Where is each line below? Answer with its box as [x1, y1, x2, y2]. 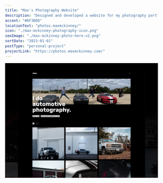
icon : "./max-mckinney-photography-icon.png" [5, 28, 98, 33]
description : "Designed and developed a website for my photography [5, 13, 147, 18]
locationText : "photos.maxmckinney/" [5, 23, 81, 28]
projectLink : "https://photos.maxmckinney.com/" [5, 49, 105, 53]
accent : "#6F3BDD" [5, 18, 42, 23]
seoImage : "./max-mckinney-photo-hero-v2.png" [5, 33, 101, 38]
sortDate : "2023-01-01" [5, 39, 53, 44]
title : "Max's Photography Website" [5, 8, 79, 13]
